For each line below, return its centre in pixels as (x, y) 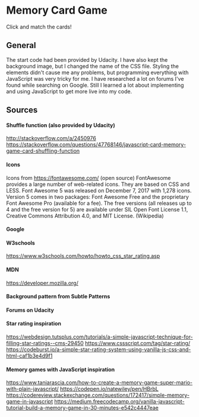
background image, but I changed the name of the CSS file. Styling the (93, 66)
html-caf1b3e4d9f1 (29, 356)
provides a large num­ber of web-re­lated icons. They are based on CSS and (98, 184)
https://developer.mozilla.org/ (42, 283)
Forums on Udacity (30, 310)
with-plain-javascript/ (33, 389)
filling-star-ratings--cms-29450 (45, 343)
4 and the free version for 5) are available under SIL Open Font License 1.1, (97, 209)
